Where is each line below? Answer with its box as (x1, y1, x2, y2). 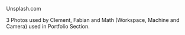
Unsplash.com (6, 5, 41, 12)
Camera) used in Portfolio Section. (6, 23, 90, 30)
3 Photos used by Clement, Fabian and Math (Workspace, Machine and (6, 17, 180, 23)
